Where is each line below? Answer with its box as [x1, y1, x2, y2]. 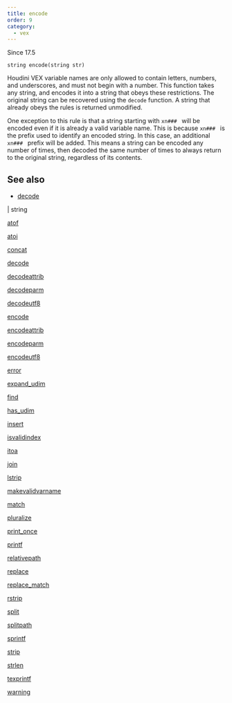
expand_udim [7, 380, 46, 388]
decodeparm [7, 286, 44, 294]
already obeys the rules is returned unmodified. [7, 103, 143, 111]
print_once [7, 527, 38, 536]
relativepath [7, 554, 42, 563]
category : [7, 23, 36, 30]
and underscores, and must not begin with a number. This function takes [7, 81, 215, 90]
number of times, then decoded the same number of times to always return [7, 146, 222, 154]
